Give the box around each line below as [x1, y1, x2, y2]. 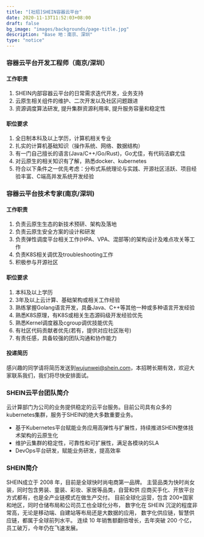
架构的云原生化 [20, 431, 58, 439]
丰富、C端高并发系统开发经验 [20, 173, 94, 180]
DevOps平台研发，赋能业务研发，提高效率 [15, 447, 121, 455]
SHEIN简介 [6, 464, 38, 472]
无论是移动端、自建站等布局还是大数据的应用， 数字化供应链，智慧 [22, 509, 189, 516]
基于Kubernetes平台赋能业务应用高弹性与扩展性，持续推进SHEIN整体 [15, 424, 189, 431]
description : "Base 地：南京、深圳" [6, 32, 93, 38]
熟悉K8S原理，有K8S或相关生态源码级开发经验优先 [15, 311, 143, 319]
